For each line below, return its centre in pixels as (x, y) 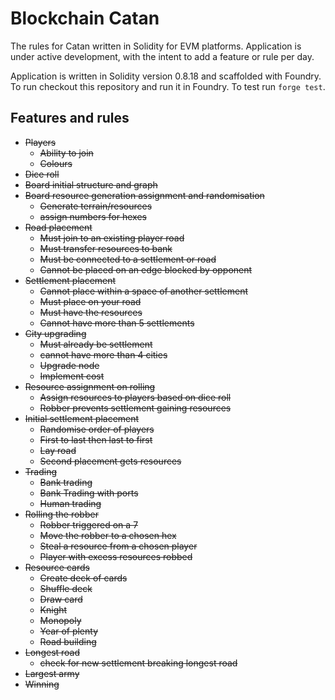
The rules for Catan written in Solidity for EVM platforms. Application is (156, 46)
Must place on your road (90, 301)
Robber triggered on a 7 (89, 524)
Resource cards (57, 567)
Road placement (58, 227)
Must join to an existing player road (112, 238)
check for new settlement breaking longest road (138, 663)
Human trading (70, 503)
